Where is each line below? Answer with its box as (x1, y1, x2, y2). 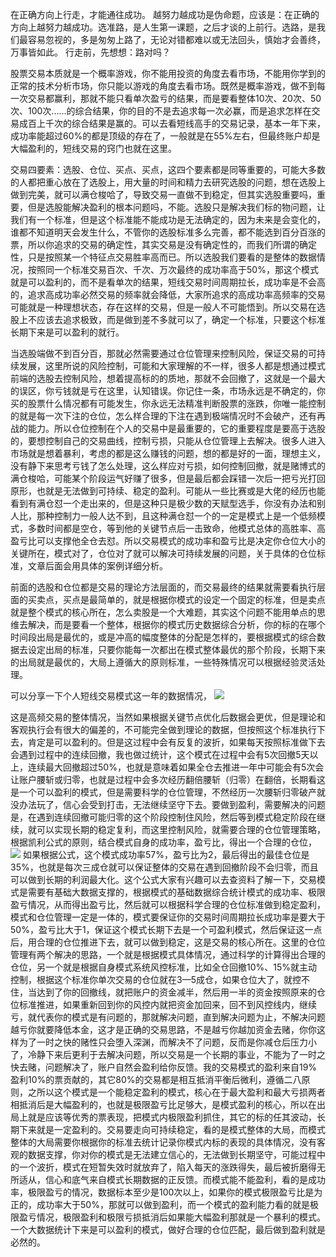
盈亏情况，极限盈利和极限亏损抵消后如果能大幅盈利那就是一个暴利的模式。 (18, 1211, 326, 1223)
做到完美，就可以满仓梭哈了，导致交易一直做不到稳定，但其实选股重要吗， (10, 189, 317, 200)
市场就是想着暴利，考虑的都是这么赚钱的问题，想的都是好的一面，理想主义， (10, 448, 326, 459)
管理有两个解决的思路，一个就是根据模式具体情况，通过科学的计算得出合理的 (10, 949, 326, 960)
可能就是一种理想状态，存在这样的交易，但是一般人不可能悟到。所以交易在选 (10, 301, 326, 313)
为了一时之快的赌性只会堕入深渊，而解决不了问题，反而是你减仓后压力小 (18, 1036, 317, 1048)
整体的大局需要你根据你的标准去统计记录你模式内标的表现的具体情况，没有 (10, 1136, 317, 1148)
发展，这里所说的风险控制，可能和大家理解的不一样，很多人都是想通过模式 (18, 360, 326, 372)
